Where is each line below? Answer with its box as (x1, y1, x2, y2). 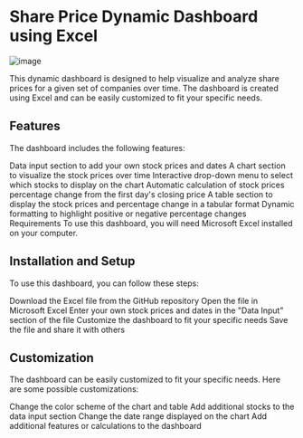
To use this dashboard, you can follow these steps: (9, 278, 199, 289)
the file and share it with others (9, 324, 125, 335)
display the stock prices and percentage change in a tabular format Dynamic (9, 198, 295, 209)
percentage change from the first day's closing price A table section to (9, 188, 273, 200)
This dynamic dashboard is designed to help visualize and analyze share (9, 72, 280, 83)
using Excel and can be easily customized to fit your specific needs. (9, 92, 263, 103)
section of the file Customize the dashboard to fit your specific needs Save (9, 314, 289, 325)
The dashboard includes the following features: (9, 142, 185, 153)
